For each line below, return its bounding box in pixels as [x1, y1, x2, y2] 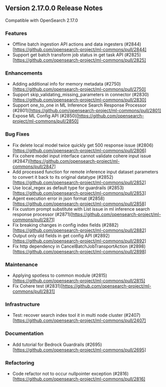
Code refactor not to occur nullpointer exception [12, 370, 112, 376]
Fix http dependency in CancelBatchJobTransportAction [12, 243, 128, 249]
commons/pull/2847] [12, 163, 56, 169]
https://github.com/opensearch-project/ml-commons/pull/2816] [14, 375, 146, 382]
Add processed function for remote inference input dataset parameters [12, 169, 159, 175]
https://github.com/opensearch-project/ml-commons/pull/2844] [14, 47, 147, 53]
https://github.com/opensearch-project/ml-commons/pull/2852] [14, 179, 146, 185]
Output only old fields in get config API [12, 232, 92, 238]
